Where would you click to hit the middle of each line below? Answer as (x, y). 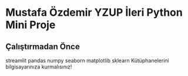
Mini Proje (31, 25)
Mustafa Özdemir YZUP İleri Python (94, 13)
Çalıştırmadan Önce (43, 46)
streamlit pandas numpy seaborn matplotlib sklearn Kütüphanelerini (87, 61)
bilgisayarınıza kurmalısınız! (39, 67)
